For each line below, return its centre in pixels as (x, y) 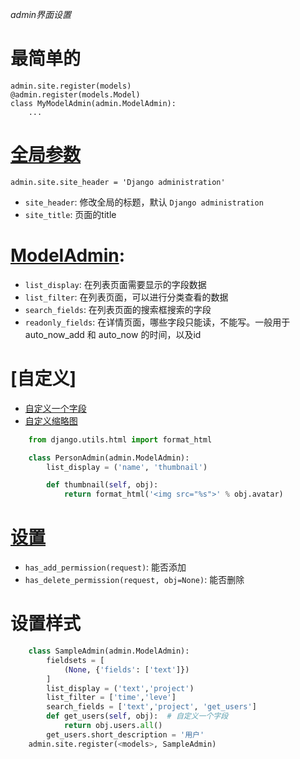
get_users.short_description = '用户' (125, 734)
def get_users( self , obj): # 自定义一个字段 (137, 716)
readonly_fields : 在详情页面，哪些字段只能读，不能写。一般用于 (157, 322)
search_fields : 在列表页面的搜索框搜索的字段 (118, 309)
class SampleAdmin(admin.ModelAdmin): (109, 651)
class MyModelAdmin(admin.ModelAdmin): (93, 103)
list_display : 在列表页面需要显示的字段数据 (115, 284)
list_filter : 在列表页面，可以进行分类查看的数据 (126, 297)
